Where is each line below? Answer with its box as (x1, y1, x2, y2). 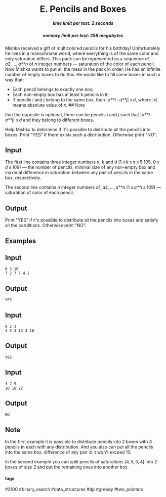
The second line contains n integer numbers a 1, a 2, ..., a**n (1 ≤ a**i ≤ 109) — (5, 184, 161, 190)
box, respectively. (5, 175, 41, 181)
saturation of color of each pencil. (5, 189, 74, 196)
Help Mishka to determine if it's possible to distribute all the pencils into (5, 126, 151, 132)
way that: (5, 77, 24, 83)
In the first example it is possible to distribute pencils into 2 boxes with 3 (5, 439, 152, 445)
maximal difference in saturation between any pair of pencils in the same (5, 170, 153, 176)
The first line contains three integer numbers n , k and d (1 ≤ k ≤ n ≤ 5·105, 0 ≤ (5, 159, 160, 165)
